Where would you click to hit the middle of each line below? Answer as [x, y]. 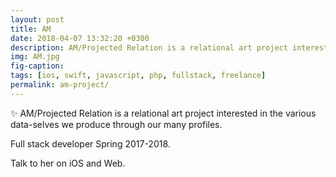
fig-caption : [37, 66]
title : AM [31, 29]
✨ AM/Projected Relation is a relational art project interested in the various [163, 113]
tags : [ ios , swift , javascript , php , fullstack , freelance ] [138, 76]
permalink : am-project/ [60, 85]
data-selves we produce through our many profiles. [116, 124]
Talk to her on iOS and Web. [68, 163]
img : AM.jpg [35, 57]
